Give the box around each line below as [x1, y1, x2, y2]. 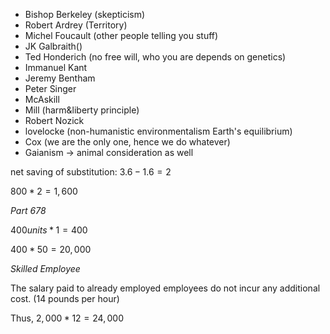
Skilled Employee [10, 263, 81, 274]
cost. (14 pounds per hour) [10, 293, 120, 304]
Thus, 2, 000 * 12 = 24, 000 [10, 312, 124, 324]
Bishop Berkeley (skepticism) [24, 9, 146, 20]
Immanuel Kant [24, 62, 88, 73]
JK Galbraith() [24, 40, 83, 52]
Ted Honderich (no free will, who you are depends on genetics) [24, 51, 287, 63]
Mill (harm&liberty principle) [24, 104, 140, 116]
